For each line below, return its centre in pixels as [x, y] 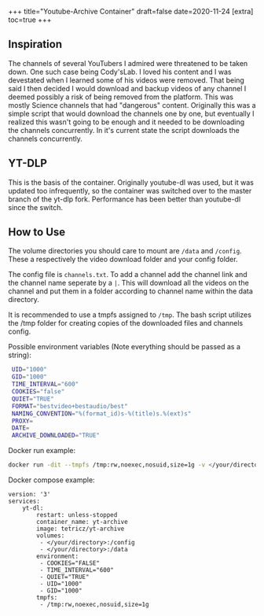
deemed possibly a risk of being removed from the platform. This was [121, 97]
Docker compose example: [52, 480]
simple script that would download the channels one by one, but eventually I [131, 113]
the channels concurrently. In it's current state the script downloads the [124, 130]
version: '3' [29, 495]
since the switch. [36, 207]
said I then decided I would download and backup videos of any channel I [127, 88]
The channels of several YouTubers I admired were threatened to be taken [128, 63]
